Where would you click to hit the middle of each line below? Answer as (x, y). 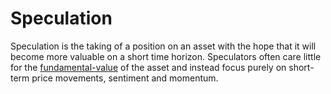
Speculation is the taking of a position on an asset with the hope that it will (163, 46)
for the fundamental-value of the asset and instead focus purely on (148, 67)
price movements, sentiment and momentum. (125, 78)
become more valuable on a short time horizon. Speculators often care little (166, 56)
